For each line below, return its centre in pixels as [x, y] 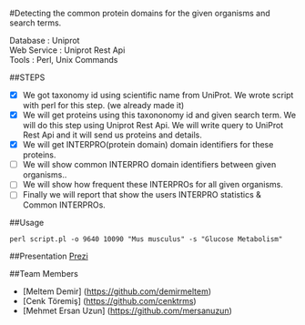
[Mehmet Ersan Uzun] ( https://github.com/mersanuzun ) [127, 311]
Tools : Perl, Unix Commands [64, 60]
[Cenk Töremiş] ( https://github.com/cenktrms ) [110, 301]
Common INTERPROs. [64, 205]
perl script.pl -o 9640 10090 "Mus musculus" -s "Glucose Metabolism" [146, 239]
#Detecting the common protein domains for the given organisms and [140, 13]
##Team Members [44, 274]
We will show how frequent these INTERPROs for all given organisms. [153, 185]
